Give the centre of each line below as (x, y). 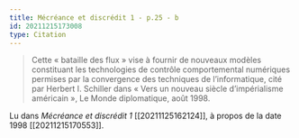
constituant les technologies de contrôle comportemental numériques (161, 69)
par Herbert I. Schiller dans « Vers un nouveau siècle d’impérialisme (157, 89)
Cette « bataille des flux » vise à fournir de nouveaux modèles (146, 60)
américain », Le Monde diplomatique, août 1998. (121, 98)
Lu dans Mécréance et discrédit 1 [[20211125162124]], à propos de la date (145, 116)
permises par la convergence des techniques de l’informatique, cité (156, 79)
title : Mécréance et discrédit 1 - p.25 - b (94, 18)
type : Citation (38, 34)
